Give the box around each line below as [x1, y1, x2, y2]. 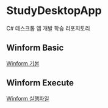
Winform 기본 [6, 59, 40, 67]
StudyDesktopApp [6, 4, 102, 18]
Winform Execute [6, 77, 74, 88]
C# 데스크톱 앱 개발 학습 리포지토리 [6, 24, 90, 32]
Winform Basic [6, 43, 64, 53]
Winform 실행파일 [6, 95, 49, 102]
